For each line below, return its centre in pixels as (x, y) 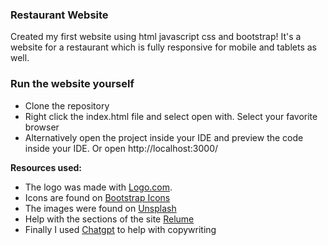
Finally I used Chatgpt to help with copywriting (120, 229)
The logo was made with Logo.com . (98, 187)
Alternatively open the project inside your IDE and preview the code (164, 137)
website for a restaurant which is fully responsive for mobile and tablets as (163, 47)
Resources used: (46, 167)
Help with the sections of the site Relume (109, 219)
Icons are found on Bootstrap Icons (97, 197)
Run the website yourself (72, 84)
